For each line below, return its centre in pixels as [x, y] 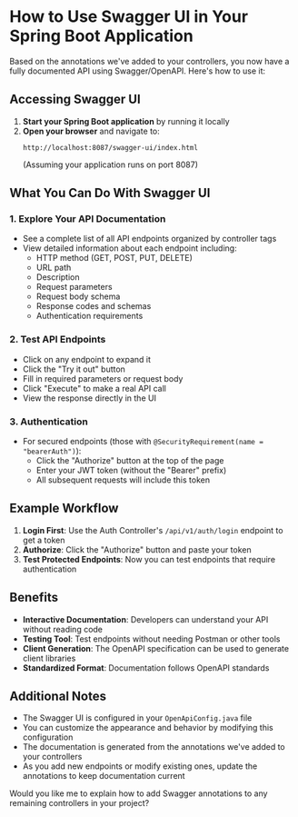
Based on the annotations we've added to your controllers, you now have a [149, 61]
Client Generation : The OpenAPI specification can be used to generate [155, 648]
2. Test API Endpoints [58, 340]
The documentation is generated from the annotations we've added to [154, 747]
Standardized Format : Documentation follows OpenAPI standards [146, 668]
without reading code [62, 629]
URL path [54, 268]
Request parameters [74, 287]
